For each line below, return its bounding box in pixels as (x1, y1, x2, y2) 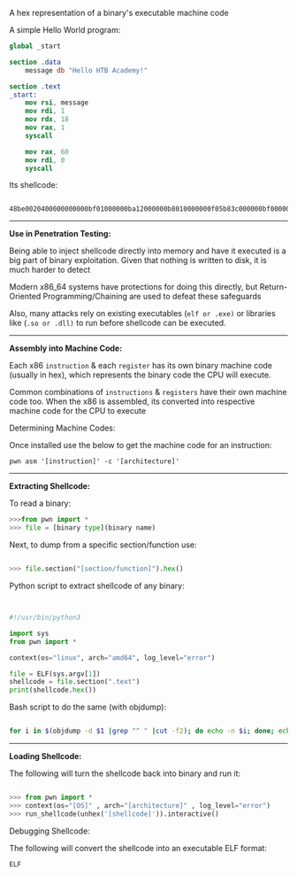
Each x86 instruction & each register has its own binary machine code (9, 360, 272, 371)
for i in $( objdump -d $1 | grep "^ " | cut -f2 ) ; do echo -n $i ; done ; (9, 726, 276, 736)
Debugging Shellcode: (9, 826, 90, 836)
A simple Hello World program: (9, 25, 121, 35)
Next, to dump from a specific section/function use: (9, 539, 197, 550)
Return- (259, 282, 288, 292)
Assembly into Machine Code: (9, 343, 123, 353)
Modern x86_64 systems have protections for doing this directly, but (9, 282, 258, 292)
